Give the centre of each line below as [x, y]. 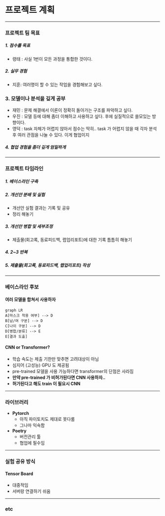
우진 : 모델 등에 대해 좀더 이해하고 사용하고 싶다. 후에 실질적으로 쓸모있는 [82, 116]
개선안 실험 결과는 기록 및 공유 [41, 208]
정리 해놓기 [23, 214]
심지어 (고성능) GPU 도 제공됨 [41, 365]
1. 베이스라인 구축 [22, 181]
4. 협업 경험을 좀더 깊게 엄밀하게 [36, 147]
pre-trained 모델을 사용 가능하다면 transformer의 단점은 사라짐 [73, 371]
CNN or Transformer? [27, 347]
